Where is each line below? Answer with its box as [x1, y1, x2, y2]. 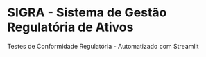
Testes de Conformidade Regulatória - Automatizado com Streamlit [7, 42, 199, 50]
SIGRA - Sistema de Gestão [7, 5, 167, 21]
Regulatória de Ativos [7, 19, 134, 35]
